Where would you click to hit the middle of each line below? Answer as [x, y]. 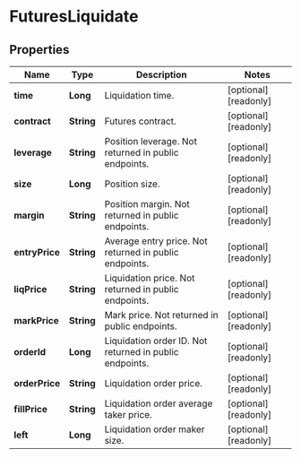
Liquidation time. [139, 95]
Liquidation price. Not [150, 278]
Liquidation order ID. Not [156, 341]
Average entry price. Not [156, 241]
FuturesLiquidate [74, 17]
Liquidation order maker [155, 429]
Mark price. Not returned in [162, 315]
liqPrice [30, 289]
